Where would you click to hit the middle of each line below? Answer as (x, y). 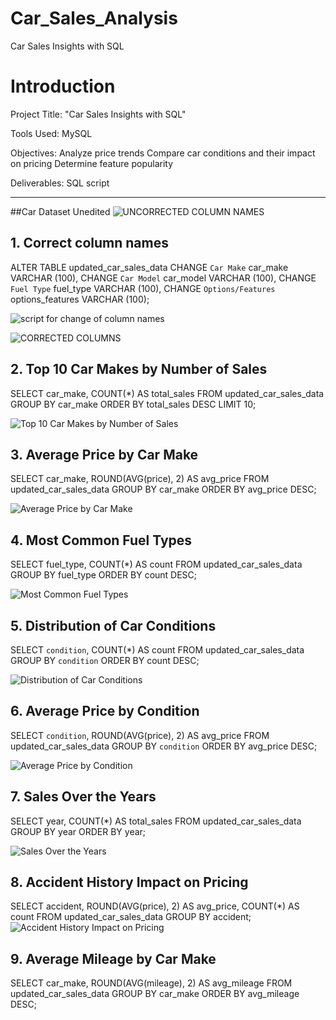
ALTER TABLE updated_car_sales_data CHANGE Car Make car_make (149, 267)
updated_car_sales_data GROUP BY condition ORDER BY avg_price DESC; (164, 746)
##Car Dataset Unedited (60, 211)
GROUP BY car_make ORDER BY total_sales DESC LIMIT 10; (133, 404)
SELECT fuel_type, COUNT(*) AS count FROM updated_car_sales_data (156, 564)
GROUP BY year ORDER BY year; (78, 831)
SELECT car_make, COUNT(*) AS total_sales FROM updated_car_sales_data (167, 393)
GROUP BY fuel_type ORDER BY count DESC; (104, 575)
